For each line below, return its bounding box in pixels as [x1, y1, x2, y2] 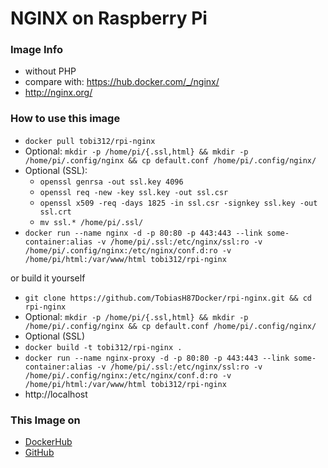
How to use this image [10, 112, 121, 126]
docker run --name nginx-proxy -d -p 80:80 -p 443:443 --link [24, 353, 290, 363]
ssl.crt [39, 207, 72, 217]
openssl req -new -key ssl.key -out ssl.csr [39, 187, 229, 197]
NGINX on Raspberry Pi [10, 7, 208, 30]
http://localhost [24, 388, 88, 400]
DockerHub [24, 436, 73, 448]
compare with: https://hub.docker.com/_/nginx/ [24, 76, 220, 88]
